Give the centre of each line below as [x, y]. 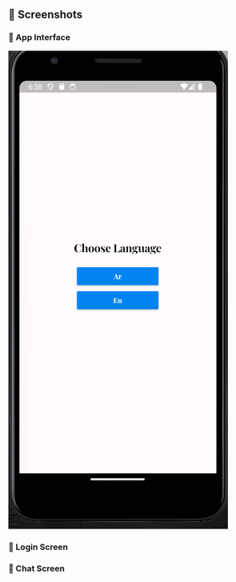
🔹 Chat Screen [37, 568]
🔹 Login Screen [38, 547]
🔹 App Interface [39, 38]
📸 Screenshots [46, 15]
